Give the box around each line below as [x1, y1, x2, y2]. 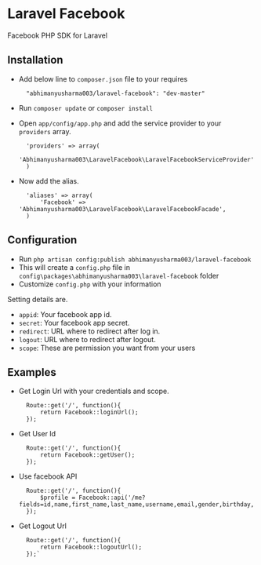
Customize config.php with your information [18, 279, 161, 289]
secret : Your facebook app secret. [18, 318, 130, 327]
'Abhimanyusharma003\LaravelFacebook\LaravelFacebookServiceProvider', [18, 155, 258, 163]
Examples [7, 366, 56, 379]
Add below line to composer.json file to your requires [18, 74, 188, 83]
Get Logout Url [18, 521, 67, 530]
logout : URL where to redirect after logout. [18, 334, 156, 344]
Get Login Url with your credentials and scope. [18, 386, 169, 396]
